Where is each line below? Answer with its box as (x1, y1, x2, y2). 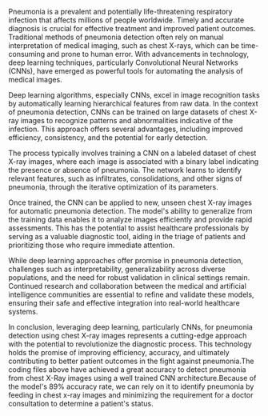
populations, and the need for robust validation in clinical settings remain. (8, 273, 250, 282)
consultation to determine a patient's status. (8, 399, 154, 408)
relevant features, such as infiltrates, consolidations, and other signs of (8, 174, 242, 183)
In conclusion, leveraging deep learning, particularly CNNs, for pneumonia (8, 322, 254, 331)
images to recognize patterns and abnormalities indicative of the (20, 116, 234, 125)
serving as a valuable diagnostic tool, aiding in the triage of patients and (8, 232, 246, 241)
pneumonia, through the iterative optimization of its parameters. (8, 182, 218, 191)
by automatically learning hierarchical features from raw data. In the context (8, 99, 258, 108)
